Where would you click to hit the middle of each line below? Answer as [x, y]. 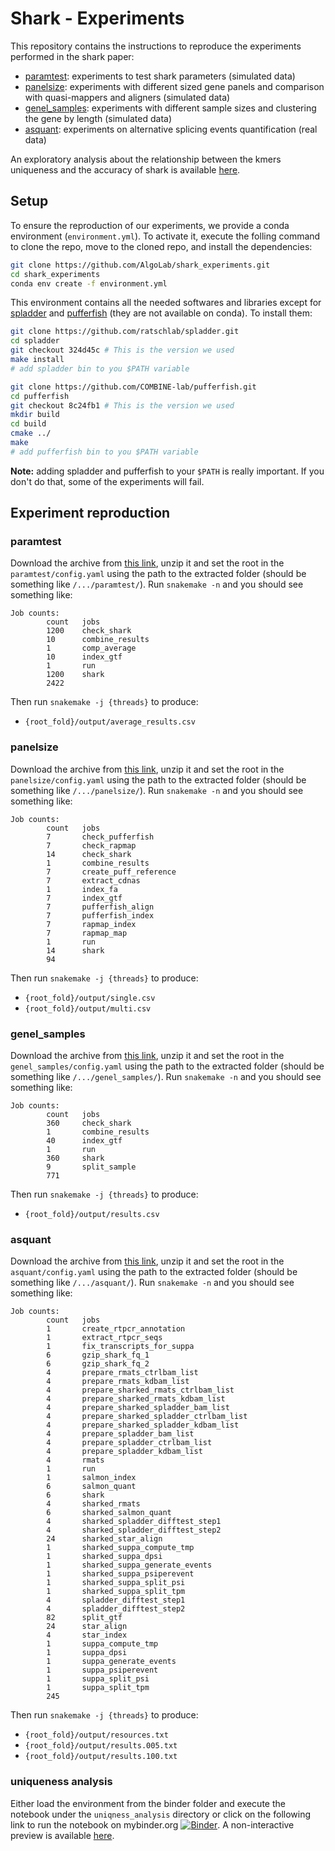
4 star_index [87, 1635]
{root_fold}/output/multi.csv [88, 1008]
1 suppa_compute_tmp [102, 1644]
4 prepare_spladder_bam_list [120, 1434]
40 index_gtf [84, 1141]
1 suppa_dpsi [87, 1653]
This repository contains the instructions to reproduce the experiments [156, 46]
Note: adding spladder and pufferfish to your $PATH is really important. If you [167, 471]
